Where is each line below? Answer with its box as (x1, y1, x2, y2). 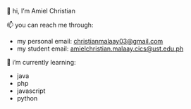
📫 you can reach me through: (6, 21, 94, 29)
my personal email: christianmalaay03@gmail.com (16, 37, 164, 45)
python (16, 94, 38, 102)
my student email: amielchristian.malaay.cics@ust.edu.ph (16, 44, 184, 53)
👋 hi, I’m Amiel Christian (6, 7, 75, 15)
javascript (16, 86, 46, 95)
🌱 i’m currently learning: (6, 58, 76, 66)
